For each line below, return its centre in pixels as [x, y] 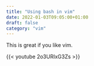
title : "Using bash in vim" [41, 12]
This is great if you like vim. [39, 45]
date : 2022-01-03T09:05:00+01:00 [47, 17]
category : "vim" [26, 28]
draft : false [22, 23]
